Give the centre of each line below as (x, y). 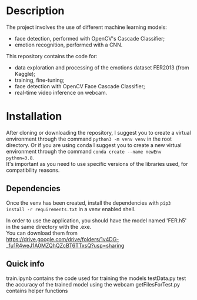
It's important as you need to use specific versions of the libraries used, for (97, 164)
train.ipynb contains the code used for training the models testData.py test (96, 278)
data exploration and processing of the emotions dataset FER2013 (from (102, 67)
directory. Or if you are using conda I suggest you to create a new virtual (94, 145)
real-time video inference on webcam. (61, 92)
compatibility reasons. (33, 170)
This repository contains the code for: (52, 56)
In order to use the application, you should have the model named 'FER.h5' (96, 220)
